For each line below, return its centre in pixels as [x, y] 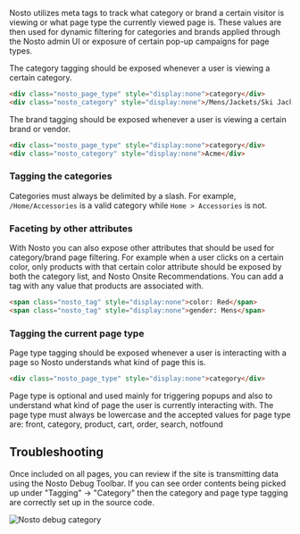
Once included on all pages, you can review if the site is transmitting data [144, 473]
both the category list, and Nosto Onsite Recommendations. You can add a [146, 277]
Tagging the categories [61, 176]
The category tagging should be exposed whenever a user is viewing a [140, 68]
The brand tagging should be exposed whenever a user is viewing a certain [148, 119]
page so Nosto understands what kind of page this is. [108, 363]
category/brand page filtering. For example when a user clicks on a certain [146, 257]
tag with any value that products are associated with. [106, 286]
